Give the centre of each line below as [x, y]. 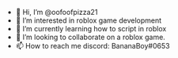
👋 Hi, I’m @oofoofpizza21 [57, 12]
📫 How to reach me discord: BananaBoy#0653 [93, 46]
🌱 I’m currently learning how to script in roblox [91, 29]
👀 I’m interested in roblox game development [89, 20]
